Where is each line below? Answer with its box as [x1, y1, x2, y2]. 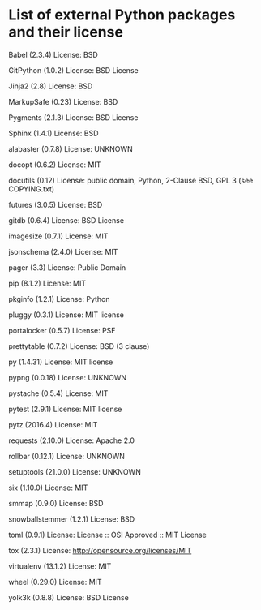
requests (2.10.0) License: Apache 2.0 [8, 436, 135, 445]
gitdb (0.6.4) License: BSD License [8, 215, 124, 225]
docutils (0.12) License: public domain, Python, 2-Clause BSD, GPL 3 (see [8, 175, 254, 185]
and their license [8, 23, 124, 41]
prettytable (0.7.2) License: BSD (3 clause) [8, 341, 150, 350]
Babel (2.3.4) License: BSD [8, 49, 99, 59]
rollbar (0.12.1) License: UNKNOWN [8, 451, 126, 461]
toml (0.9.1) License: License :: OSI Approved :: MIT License [8, 530, 207, 539]
